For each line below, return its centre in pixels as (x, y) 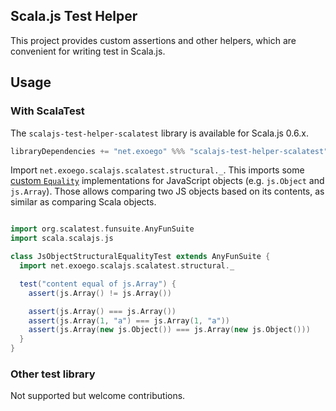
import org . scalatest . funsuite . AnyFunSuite (102, 229)
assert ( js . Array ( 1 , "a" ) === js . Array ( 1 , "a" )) (129, 320)
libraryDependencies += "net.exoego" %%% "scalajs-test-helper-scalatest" (169, 151)
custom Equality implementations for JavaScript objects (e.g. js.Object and (167, 181)
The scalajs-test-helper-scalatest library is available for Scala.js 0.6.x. (159, 133)
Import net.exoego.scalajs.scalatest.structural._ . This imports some (157, 170)
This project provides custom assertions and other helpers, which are (153, 40)
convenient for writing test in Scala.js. (88, 51)
